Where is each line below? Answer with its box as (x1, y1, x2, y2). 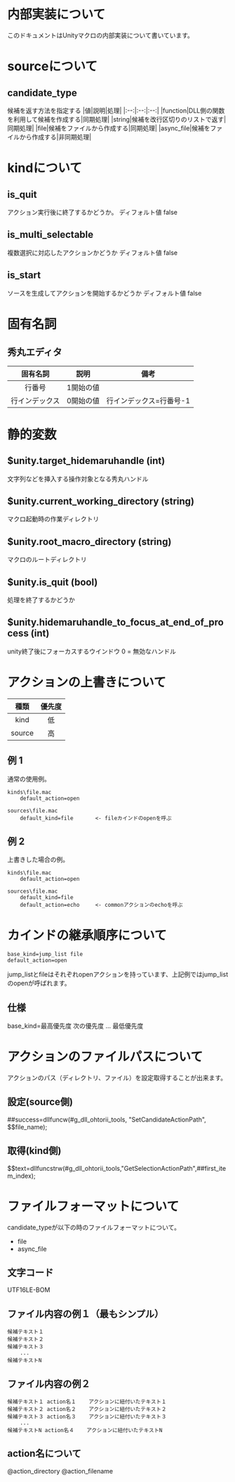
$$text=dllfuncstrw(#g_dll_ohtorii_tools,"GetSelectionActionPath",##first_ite (7, 1164, 227, 1172)
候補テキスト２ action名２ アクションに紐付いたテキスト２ (7, 1406, 167, 1413)
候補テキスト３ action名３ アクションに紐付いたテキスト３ (7, 1413, 167, 1421)
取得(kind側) (7, 1145, 62, 1157)
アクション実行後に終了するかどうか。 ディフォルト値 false (7, 208, 177, 216)
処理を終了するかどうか (7, 596, 75, 604)
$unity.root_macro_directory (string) (7, 536, 172, 548)
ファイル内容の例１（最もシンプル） (7, 1307, 164, 1320)
